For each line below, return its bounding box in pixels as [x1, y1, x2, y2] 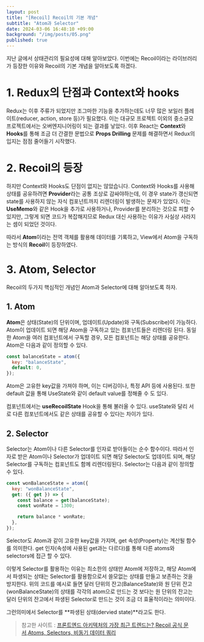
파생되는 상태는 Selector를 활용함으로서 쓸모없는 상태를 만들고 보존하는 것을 [12, 573, 193, 580]
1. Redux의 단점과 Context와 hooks [6, 86, 180, 100]
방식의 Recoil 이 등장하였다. [12, 241, 78, 248]
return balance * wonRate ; [17, 514, 86, 520]
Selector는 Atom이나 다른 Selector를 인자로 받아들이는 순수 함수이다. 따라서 [6, 445, 188, 452]
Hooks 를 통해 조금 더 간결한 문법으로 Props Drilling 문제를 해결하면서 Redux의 [6, 130, 195, 137]
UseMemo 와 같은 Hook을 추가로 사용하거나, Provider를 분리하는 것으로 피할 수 [6, 205, 195, 212]
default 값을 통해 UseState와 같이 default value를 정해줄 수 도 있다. [6, 390, 169, 397]
